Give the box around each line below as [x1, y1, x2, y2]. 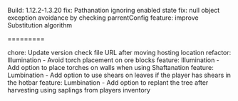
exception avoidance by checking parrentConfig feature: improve [7, 13, 199, 22]
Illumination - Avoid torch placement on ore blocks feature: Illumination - [7, 56, 219, 64]
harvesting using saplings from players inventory [7, 86, 151, 94]
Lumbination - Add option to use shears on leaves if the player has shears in [7, 71, 232, 79]
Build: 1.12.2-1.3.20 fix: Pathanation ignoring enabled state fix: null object [7, 6, 220, 14]
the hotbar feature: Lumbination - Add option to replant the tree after [7, 78, 209, 87]
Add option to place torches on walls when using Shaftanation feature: [7, 64, 214, 71]
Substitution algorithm [7, 21, 73, 29]
